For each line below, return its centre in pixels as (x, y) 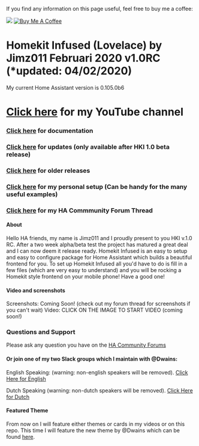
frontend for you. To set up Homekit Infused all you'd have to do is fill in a (97, 264)
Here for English (26, 379)
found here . (20, 436)
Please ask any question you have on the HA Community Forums (86, 345)
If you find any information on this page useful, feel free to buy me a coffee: (99, 9)
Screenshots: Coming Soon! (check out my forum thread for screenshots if (98, 304)
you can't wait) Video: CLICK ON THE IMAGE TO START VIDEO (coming (94, 310)
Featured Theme (27, 410)
